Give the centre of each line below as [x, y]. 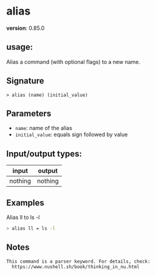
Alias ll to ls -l [23, 217]
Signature [25, 81]
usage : [20, 47]
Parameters [29, 113]
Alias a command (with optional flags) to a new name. [73, 61]
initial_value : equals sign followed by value [71, 134]
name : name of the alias [44, 128]
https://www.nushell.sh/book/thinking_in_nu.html [76, 267]
